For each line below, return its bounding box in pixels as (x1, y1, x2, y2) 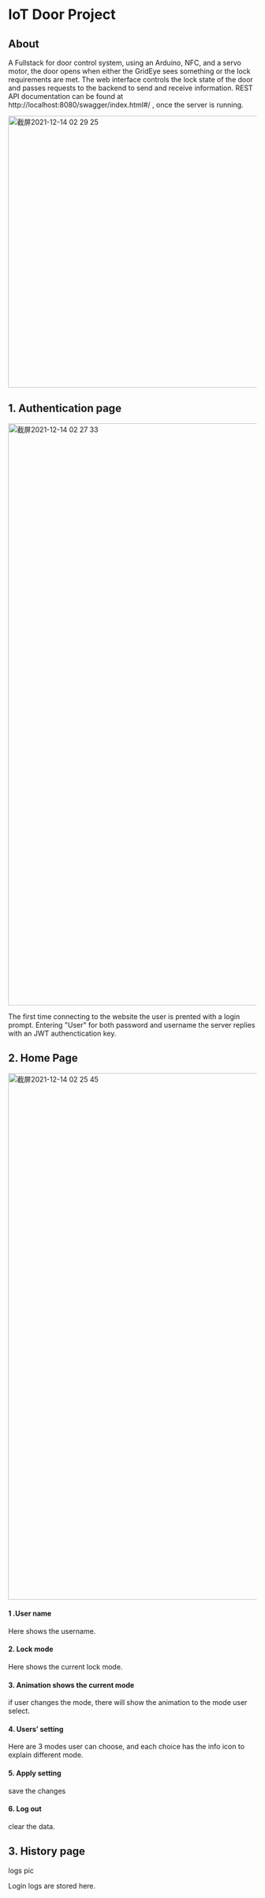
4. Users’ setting (8, 1724, 64, 1733)
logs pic (8, 1866, 34, 1875)
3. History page (8, 1845, 85, 1858)
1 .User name (8, 1608, 52, 1619)
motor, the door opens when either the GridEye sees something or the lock (8, 66, 251, 76)
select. (8, 1707, 30, 1716)
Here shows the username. (8, 1626, 96, 1635)
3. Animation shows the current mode (8, 1680, 135, 1690)
